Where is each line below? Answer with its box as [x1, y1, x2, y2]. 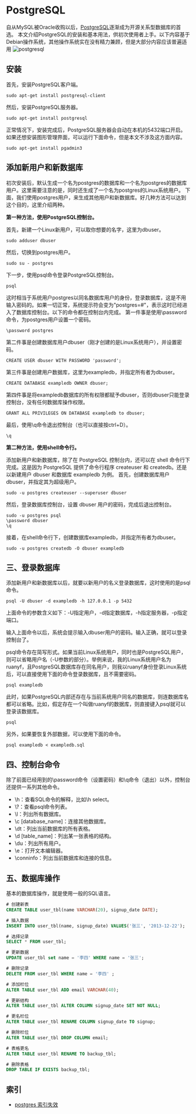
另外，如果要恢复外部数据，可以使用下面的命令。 [6, 730, 124, 737]
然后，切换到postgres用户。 [6, 249, 74, 256]
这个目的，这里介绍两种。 [6, 201, 68, 208]
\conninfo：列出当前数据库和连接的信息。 [14, 854, 115, 861]
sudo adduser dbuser [6, 237, 57, 243]
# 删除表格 [6, 1061, 29, 1067]
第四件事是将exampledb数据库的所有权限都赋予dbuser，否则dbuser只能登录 [6, 391, 190, 398]
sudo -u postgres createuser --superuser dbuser [6, 489, 127, 496]
